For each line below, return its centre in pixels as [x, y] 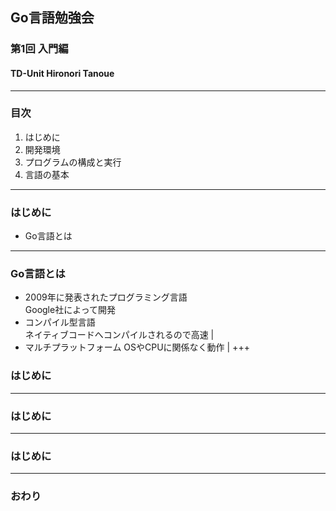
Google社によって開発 [70, 310]
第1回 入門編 [39, 49]
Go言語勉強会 [52, 18]
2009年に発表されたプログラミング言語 [106, 297]
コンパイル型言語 [60, 322]
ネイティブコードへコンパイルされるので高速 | [119, 335]
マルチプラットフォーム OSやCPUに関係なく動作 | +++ [137, 347]
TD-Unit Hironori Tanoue [62, 73]
